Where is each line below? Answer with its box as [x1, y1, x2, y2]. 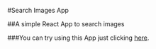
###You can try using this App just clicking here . [7, 33, 150, 42]
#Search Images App [7, 6, 69, 14]
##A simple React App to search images [7, 20, 125, 28]
